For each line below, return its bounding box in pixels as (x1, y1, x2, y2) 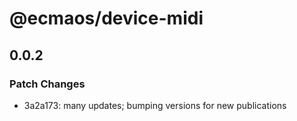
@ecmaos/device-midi (9, 7, 204, 30)
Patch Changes (9, 77, 86, 91)
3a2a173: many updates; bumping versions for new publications (23, 99, 287, 111)
